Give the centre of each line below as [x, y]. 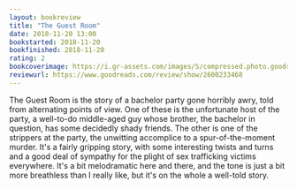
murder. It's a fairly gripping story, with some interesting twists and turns [141, 147]
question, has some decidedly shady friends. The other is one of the [133, 128]
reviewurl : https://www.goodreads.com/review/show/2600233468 [126, 75]
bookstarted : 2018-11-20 [55, 42]
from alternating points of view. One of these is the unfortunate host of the [145, 109]
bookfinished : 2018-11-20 [57, 50]
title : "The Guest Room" [55, 26]
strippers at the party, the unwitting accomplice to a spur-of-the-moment [142, 137]
